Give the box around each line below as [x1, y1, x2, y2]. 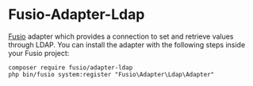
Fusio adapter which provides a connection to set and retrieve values [8, 32, 234, 41]
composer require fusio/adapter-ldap [8, 63, 133, 72]
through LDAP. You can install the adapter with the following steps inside [8, 39, 246, 49]
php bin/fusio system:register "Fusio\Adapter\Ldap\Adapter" [8, 70, 215, 78]
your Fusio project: [8, 48, 70, 58]
